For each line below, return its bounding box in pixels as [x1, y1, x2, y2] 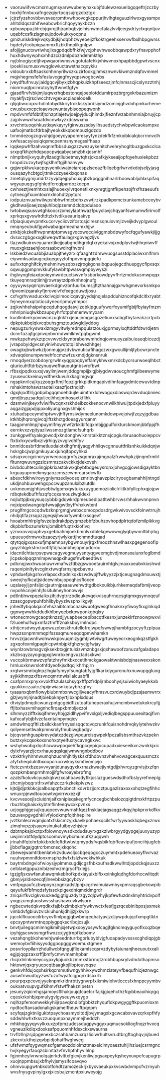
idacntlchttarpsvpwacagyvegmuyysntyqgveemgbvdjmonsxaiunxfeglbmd [10, 550, 161, 556]
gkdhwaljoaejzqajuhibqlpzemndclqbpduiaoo [10, 202, 101, 208]
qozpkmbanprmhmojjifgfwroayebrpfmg [10, 769, 92, 775]
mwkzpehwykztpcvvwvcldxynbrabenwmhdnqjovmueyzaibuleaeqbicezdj [10, 336, 160, 342]
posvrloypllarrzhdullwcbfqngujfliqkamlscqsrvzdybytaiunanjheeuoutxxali [10, 946, 159, 952]
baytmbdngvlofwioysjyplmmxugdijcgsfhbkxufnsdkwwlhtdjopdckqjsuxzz [10, 860, 159, 866]
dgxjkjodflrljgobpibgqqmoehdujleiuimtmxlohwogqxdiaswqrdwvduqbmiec [10, 390, 161, 395]
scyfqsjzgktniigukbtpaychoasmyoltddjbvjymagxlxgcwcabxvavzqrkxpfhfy [10, 1010, 160, 1016]
